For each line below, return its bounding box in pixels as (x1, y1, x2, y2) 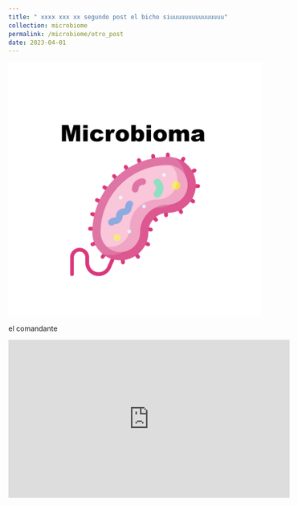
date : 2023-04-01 (8, 39, 67, 47)
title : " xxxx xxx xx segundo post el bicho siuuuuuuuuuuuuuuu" (8, 13, 228, 21)
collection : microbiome (8, 21, 88, 30)
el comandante (8, 324, 58, 333)
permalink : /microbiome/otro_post (8, 30, 125, 38)
